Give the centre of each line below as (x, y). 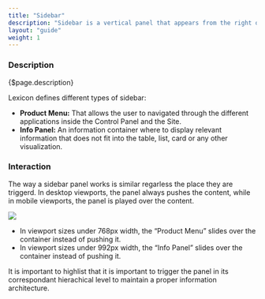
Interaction (30, 166)
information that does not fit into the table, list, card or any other (124, 138)
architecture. (29, 288)
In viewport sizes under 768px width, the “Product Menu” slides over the (138, 230)
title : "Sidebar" (37, 15)
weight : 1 (24, 37)
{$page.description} (41, 82)
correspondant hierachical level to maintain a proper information (112, 279)
